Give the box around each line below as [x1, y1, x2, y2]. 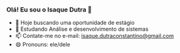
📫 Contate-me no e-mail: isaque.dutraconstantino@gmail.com [15, 33, 174, 40]
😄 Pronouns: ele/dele [15, 41, 70, 48]
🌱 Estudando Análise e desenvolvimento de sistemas [15, 25, 149, 33]
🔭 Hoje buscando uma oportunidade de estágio [15, 19, 135, 26]
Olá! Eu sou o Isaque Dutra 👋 [6, 5, 92, 14]
